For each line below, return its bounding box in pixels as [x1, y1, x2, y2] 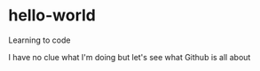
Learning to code [8, 35, 71, 45]
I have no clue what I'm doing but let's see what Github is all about [8, 51, 251, 62]
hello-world [8, 5, 97, 26]
